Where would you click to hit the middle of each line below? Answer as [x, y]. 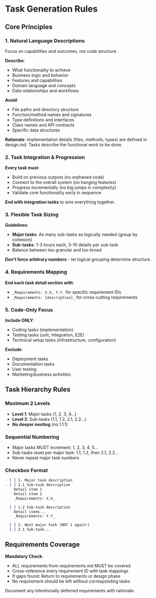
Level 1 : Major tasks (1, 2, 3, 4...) [44, 414]
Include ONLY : [20, 320]
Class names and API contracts [43, 125]
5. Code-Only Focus [29, 310]
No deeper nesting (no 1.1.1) [40, 424]
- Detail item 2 [26, 494]
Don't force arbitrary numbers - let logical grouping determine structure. [78, 259]
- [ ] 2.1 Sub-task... [28, 530]
